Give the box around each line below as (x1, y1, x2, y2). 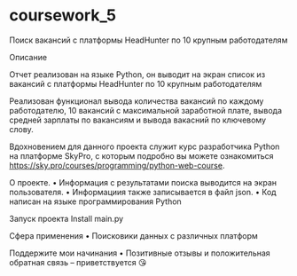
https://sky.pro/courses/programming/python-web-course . (9, 160, 225, 170)
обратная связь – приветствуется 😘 (9, 256, 147, 267)
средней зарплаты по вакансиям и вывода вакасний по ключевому (9, 114, 267, 125)
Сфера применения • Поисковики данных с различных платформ (9, 230, 259, 241)
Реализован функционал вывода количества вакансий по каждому (9, 95, 264, 106)
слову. (9, 123, 34, 134)
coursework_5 (9, 5, 117, 26)
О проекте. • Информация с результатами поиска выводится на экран (9, 177, 277, 187)
